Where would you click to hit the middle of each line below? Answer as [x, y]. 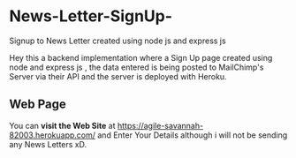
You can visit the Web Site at [63, 125]
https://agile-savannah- [160, 125]
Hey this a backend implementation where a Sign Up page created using [141, 57]
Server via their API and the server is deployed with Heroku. [118, 76]
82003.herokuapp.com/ [52, 135]
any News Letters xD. [48, 144]
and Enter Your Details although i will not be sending [192, 135]
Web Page [38, 105]
